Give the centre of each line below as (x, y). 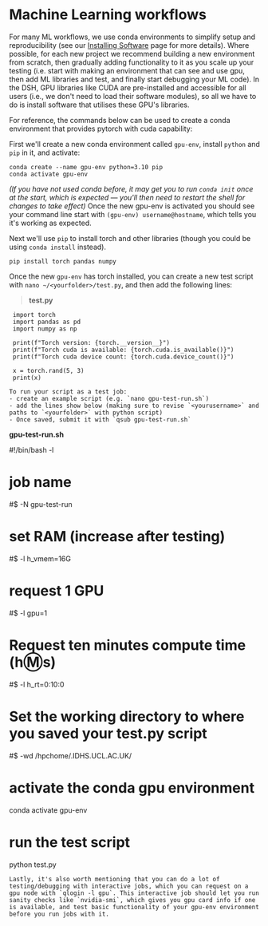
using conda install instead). (58, 247)
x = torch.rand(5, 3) (48, 370)
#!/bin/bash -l (32, 449)
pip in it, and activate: (45, 152)
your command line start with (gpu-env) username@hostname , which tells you (133, 214)
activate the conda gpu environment (132, 787)
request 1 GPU (57, 591)
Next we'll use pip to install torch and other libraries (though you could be (130, 238)
